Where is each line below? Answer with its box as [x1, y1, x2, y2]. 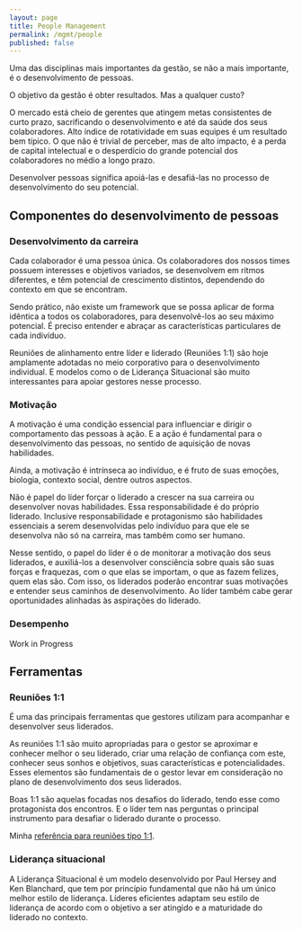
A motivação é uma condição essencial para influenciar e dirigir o [9, 419, 253, 430]
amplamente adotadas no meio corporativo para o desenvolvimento [9, 357, 261, 368]
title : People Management [9, 22, 106, 31]
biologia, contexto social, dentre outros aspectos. [9, 474, 192, 485]
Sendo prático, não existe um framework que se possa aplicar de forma [9, 301, 275, 312]
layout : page [9, 13, 58, 22]
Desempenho [9, 617, 69, 630]
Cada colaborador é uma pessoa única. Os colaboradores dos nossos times [9, 255, 290, 266]
